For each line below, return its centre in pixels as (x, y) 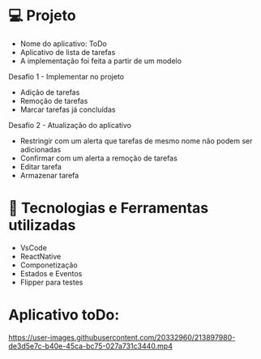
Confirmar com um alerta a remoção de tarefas (99, 158)
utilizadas (42, 226)
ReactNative (41, 256)
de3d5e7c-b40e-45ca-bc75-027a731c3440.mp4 (90, 346)
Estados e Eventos (51, 273)
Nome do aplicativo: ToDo (63, 43)
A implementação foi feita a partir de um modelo (101, 61)
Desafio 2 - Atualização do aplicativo (70, 125)
